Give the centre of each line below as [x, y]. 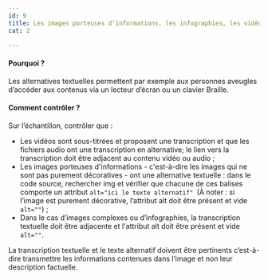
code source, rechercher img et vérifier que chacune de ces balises [131, 183]
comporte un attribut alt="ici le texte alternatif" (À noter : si [127, 192]
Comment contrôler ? [44, 108]
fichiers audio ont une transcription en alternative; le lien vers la [124, 150]
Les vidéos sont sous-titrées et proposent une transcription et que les [134, 141]
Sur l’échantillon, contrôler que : [61, 126]
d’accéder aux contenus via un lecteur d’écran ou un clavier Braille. [118, 90]
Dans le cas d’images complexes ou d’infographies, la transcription [130, 218]
